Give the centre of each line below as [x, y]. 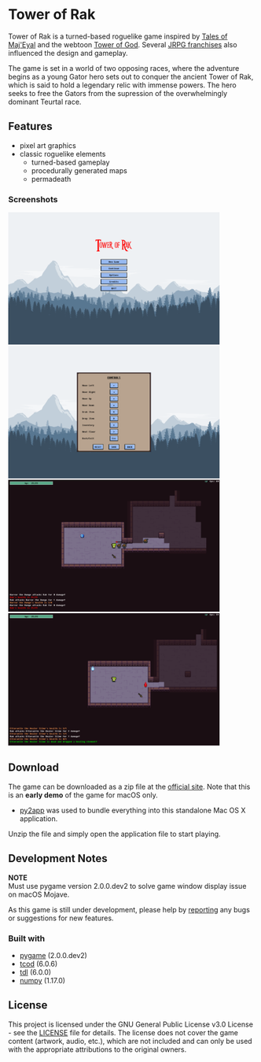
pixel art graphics [48, 145]
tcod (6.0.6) [39, 964]
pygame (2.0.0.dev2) [53, 955]
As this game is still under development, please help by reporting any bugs [129, 909]
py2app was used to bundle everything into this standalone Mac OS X [132, 810]
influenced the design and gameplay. [68, 53]
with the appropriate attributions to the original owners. [97, 1049]
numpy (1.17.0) [42, 980]
